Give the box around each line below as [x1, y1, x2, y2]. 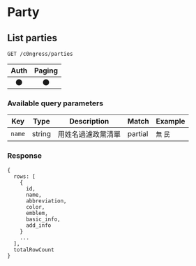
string [31, 129, 51, 139]
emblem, [25, 209, 49, 216]
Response [7, 151, 42, 161]
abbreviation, [25, 197, 68, 205]
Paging [33, 66, 58, 75]
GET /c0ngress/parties [7, 50, 73, 57]
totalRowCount [13, 246, 54, 253]
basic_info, [25, 216, 61, 223]
